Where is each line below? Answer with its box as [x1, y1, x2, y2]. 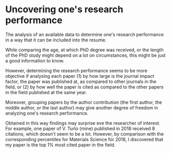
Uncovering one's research [5, 4, 124, 15]
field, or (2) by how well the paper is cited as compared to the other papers [5, 83, 164, 90]
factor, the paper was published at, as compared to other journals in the [5, 78, 157, 84]
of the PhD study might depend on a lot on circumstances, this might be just [5, 52, 166, 58]
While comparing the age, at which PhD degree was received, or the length [5, 47, 164, 53]
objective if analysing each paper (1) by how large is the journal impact [5, 73, 155, 79]
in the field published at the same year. [5, 89, 87, 95]
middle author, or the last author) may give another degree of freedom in [5, 104, 159, 111]
